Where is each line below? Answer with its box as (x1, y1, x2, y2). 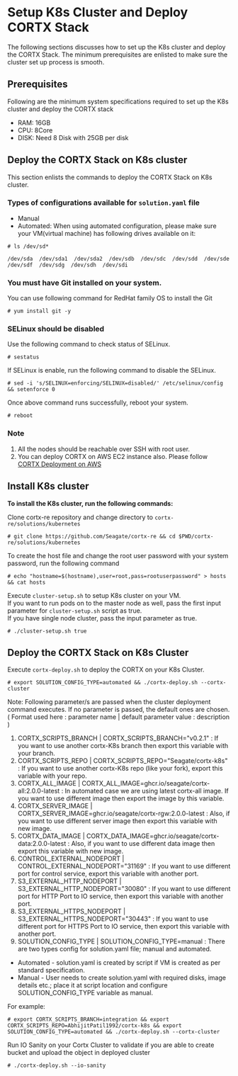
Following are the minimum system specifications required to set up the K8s (7, 97, 229, 106)
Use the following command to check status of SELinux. (7, 340, 171, 349)
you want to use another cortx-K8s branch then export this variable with (17, 742, 229, 750)
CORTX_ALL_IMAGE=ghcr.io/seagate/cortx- (81, 779, 210, 788)
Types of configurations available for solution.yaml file (7, 198, 200, 208)
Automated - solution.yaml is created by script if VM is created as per (17, 958, 221, 967)
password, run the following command (7, 559, 120, 567)
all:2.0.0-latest (17, 787, 60, 795)
